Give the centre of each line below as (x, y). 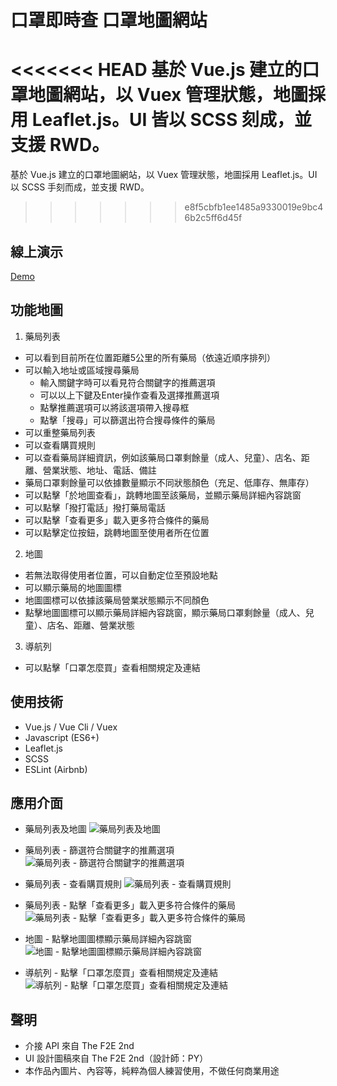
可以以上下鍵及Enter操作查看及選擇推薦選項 (129, 395)
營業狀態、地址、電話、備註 (99, 470)
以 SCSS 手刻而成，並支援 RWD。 (80, 187)
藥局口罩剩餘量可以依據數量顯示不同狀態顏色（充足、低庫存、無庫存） (169, 482)
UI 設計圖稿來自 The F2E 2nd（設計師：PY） (116, 1058)
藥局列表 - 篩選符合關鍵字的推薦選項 (99, 850)
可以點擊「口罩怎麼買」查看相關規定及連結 (112, 667)
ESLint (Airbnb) (56, 769)
